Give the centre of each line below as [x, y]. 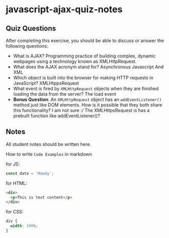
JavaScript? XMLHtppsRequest [46, 83]
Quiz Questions [31, 28]
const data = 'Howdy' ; [30, 173]
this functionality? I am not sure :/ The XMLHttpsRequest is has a [81, 110]
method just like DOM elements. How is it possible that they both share [88, 105]
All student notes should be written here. [49, 144]
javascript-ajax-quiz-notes [64, 9]
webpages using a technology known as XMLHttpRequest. [75, 61]
